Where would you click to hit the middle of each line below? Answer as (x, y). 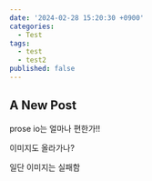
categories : (32, 26)
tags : (20, 43)
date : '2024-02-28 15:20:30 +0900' (77, 18)
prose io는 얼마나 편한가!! (55, 128)
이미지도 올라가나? (42, 147)
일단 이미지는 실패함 (45, 167)
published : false (42, 69)
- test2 (32, 60)
